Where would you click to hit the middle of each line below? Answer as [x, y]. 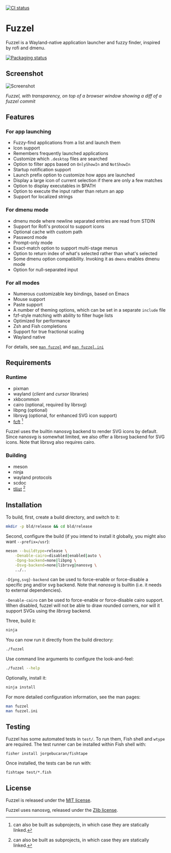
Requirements [28, 363]
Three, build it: [21, 621]
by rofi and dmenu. [26, 48]
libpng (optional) [30, 410]
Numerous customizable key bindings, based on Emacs [71, 294]
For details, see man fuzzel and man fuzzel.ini [55, 347]
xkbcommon [26, 399]
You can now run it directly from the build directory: [60, 640]
